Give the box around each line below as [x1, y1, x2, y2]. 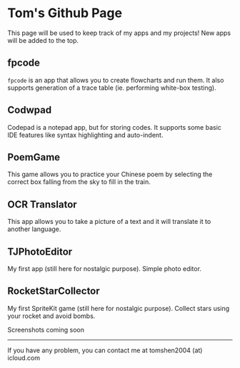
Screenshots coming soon [7, 325, 84, 334]
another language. [7, 225, 61, 233]
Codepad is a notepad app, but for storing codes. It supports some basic [7, 123, 221, 131]
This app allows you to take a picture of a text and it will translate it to [7, 218, 211, 226]
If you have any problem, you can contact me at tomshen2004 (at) [7, 346, 203, 354]
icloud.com [7, 353, 41, 362]
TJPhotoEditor [7, 245, 73, 257]
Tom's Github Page [7, 5, 123, 21]
